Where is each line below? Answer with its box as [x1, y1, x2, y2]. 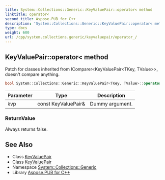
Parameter [7, 92, 33, 99]
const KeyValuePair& [37, 100, 85, 107]
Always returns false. [5, 126, 48, 132]
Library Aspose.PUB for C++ [12, 169, 70, 175]
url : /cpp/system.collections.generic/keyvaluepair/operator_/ [5, 35, 137, 40]
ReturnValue [5, 115, 35, 122]
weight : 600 [5, 30, 29, 35]
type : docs [5, 26, 27, 31]
